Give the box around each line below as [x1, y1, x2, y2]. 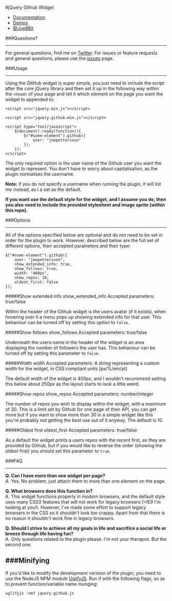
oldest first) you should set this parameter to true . [5, 448, 111, 454]
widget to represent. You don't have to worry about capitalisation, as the [5, 166, 158, 171]
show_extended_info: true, [14, 262, 72, 267]
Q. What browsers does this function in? [5, 488, 93, 494]
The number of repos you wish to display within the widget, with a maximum [5, 401, 166, 407]
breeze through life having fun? [5, 531, 74, 536]
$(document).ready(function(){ [14, 129, 81, 134]
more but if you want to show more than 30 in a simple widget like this [5, 412, 154, 417]
